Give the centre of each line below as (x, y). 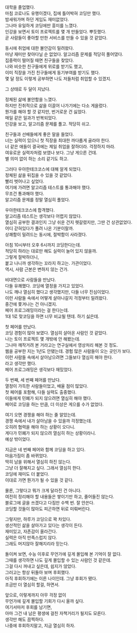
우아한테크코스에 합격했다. (30, 210)
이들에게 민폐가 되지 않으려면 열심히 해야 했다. (49, 398)
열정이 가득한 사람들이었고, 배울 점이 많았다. (47, 386)
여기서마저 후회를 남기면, (29, 607)
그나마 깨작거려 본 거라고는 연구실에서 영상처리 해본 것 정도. (62, 345)
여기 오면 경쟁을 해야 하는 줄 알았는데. (41, 415)
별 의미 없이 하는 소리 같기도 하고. (37, 159)
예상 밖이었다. (18, 439)
